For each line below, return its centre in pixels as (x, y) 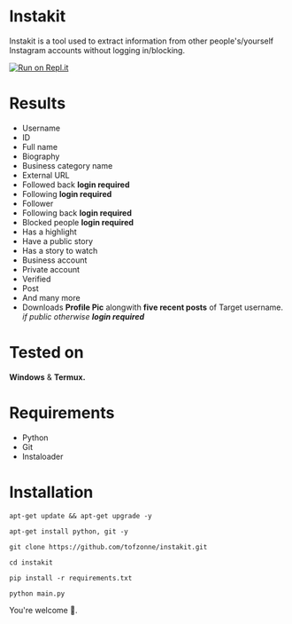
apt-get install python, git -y (69, 531)
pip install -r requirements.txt (71, 578)
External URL (46, 175)
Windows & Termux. (47, 377)
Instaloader (42, 456)
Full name (40, 146)
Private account (51, 269)
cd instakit (31, 562)
